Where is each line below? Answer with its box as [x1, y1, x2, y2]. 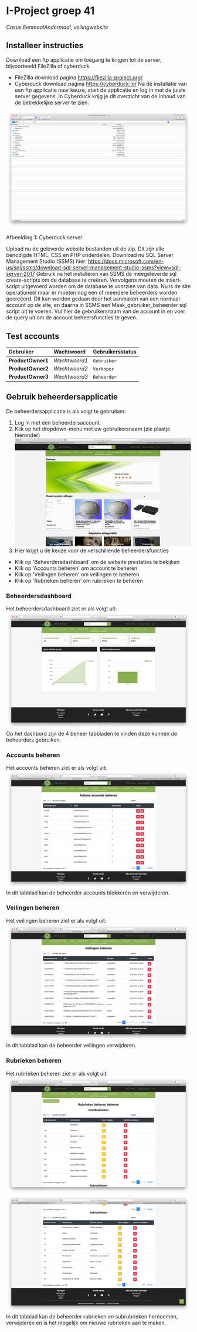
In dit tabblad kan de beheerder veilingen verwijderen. [6, 1042, 137, 1049]
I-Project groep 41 [6, 4, 95, 18]
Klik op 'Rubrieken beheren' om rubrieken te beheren [14, 577, 143, 585]
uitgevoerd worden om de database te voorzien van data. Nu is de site [21, 283, 191, 290]
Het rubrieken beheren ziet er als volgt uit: [6, 1070, 108, 1077]
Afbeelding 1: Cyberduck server [6, 234, 83, 241]
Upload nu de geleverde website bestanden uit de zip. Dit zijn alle [6, 245, 165, 252]
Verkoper [93, 366, 114, 372]
